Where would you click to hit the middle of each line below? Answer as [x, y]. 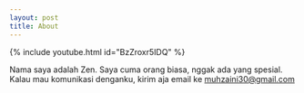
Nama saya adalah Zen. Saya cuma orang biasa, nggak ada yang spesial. [146, 70]
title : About [34, 26]
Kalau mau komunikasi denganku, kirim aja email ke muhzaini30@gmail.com [152, 79]
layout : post [34, 18]
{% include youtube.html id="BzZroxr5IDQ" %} [97, 51]
